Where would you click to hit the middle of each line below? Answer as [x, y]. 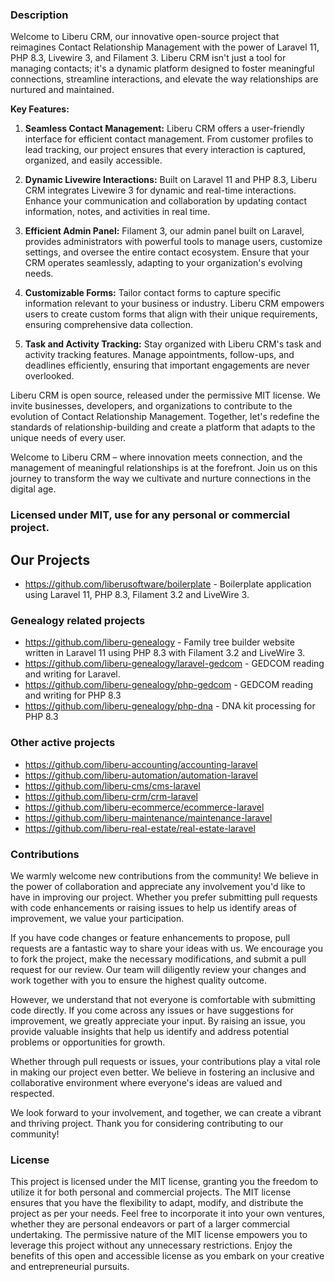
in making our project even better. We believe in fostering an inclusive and [162, 1072]
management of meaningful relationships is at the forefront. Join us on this [164, 468]
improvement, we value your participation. [97, 918]
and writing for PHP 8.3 [73, 695]
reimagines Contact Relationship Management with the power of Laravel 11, [165, 47]
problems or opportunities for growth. [88, 1042]
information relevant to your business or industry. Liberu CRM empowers [174, 304]
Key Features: [40, 109]
